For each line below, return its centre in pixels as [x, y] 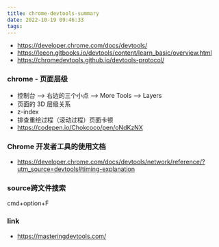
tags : [15, 26]
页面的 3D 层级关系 [44, 104]
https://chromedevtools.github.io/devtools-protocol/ [91, 60]
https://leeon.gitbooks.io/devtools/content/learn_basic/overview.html [114, 53]
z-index [28, 112]
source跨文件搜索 [37, 187]
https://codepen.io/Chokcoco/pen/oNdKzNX [80, 127]
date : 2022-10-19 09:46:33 [46, 20]
